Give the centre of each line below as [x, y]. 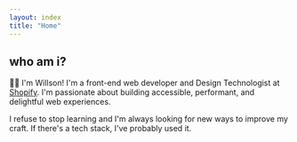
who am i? [38, 62]
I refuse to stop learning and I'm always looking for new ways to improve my [149, 119]
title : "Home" [36, 26]
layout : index [36, 17]
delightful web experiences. [60, 102]
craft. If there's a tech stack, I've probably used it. [100, 129]
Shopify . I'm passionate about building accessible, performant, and [132, 92]
